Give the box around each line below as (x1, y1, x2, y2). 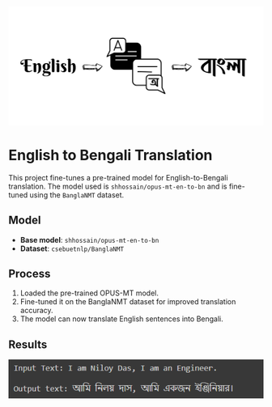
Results (8, 337, 48, 351)
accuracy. (19, 306, 54, 316)
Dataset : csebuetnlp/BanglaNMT (19, 244, 124, 253)
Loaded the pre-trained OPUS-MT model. (19, 288, 159, 298)
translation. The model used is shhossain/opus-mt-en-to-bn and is (8, 181, 227, 191)
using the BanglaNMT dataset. (29, 189, 125, 200)
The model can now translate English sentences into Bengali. (19, 314, 224, 324)
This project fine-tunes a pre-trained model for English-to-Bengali (8, 172, 228, 182)
